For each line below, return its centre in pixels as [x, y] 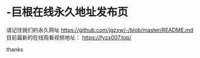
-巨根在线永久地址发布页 [67, 12]
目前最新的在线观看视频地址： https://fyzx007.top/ [69, 37]
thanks [15, 49]
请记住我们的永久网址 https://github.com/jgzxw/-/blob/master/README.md [100, 30]
